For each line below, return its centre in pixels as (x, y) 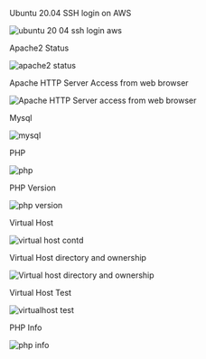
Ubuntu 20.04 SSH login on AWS (70, 13)
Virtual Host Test (41, 293)
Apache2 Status (39, 48)
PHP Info (26, 327)
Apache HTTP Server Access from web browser (99, 83)
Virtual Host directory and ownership (78, 258)
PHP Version (33, 188)
